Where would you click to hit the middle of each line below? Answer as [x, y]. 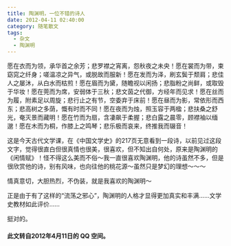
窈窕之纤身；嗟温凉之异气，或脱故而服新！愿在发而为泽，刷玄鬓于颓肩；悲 [112, 74]
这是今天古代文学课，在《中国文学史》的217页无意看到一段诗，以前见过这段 [114, 141]
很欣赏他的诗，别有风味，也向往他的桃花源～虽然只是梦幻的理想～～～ [107, 166]
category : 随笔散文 [33, 26]
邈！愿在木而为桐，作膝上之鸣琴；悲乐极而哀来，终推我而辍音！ [97, 126]
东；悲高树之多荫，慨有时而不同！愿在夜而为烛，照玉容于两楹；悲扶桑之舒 [112, 109]
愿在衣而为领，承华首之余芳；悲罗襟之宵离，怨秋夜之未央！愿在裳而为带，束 [115, 66]
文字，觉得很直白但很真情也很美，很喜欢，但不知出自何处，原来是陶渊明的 [112, 149]
